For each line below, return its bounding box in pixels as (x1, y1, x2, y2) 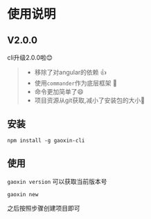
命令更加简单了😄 (34, 88, 85, 95)
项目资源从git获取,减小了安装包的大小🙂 (34, 96, 145, 104)
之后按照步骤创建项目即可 (7, 204, 80, 212)
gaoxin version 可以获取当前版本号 (7, 177, 107, 185)
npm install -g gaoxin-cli (7, 137, 85, 144)
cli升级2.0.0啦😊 (7, 53, 53, 61)
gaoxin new (7, 191, 39, 198)
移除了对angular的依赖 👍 (34, 68, 107, 76)
